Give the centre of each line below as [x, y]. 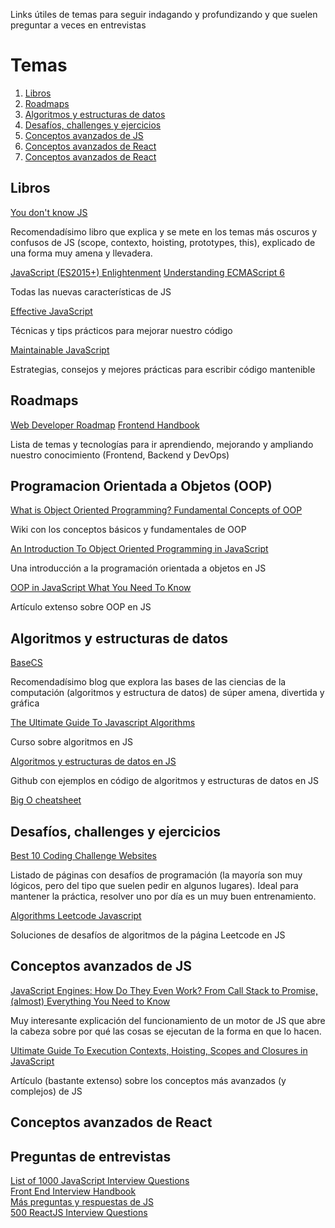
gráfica [25, 703]
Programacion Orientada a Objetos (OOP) [141, 485]
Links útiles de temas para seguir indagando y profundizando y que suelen [164, 14]
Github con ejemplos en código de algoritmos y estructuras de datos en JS [165, 781]
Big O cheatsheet [46, 800]
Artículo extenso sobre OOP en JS [81, 607]
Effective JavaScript [51, 311]
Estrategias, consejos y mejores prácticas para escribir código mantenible [163, 369]
